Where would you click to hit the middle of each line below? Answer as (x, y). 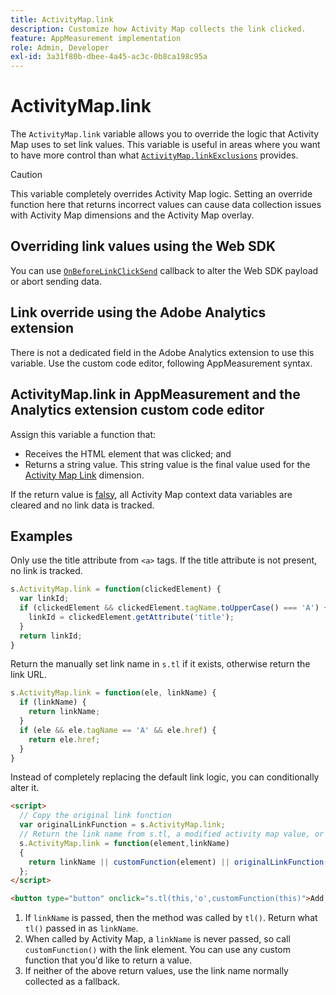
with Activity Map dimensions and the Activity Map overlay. (132, 215)
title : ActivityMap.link (62, 19)
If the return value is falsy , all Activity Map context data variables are (151, 494)
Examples (41, 536)
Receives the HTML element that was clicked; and (128, 453)
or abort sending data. (56, 281)
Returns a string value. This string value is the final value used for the (167, 464)
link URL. (29, 675)
